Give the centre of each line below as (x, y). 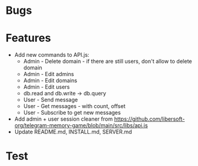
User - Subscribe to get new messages (72, 113)
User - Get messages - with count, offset (74, 106)
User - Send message (50, 100)
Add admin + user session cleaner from (63, 119)
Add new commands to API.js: (52, 55)
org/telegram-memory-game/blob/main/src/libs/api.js (81, 126)
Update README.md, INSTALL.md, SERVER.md (73, 132)
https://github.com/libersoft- (149, 119)
